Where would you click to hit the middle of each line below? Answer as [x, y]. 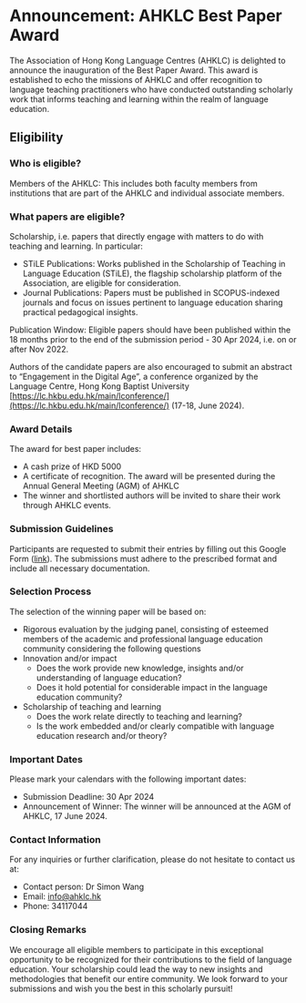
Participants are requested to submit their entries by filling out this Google [148, 548]
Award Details [41, 429]
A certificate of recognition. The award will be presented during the [149, 476]
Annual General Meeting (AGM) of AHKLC [101, 486]
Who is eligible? [46, 163]
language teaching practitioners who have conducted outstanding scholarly [151, 89]
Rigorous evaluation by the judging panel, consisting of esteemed [145, 629]
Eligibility [36, 138]
